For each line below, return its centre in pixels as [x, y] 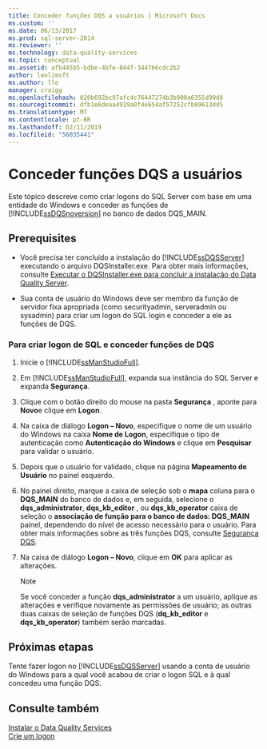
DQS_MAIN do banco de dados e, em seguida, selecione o [117, 499]
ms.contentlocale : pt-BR [50, 120]
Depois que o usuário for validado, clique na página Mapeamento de [133, 466]
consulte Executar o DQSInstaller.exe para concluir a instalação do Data [138, 275]
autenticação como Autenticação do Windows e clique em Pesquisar [135, 442]
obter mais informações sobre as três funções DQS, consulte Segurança [139, 533]
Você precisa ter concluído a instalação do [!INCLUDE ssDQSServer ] [132, 257]
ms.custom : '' [32, 23]
